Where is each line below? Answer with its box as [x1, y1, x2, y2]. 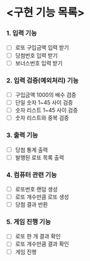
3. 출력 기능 [6, 131, 38, 139]
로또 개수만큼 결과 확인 [15, 240, 69, 248]
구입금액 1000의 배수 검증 [15, 91, 77, 98]
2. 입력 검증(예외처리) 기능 [6, 76, 79, 84]
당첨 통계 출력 [15, 146, 48, 153]
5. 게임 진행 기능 [6, 218, 51, 226]
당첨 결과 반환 [15, 201, 48, 208]
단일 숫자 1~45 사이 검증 [15, 99, 73, 106]
